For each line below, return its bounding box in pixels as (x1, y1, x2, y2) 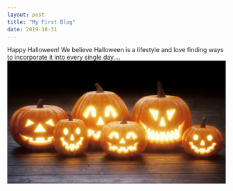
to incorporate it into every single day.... (7, 53, 121, 62)
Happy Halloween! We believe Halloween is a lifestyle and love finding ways (7, 46, 224, 54)
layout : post (7, 11, 45, 18)
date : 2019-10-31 (7, 26, 58, 33)
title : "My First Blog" (7, 18, 76, 26)
